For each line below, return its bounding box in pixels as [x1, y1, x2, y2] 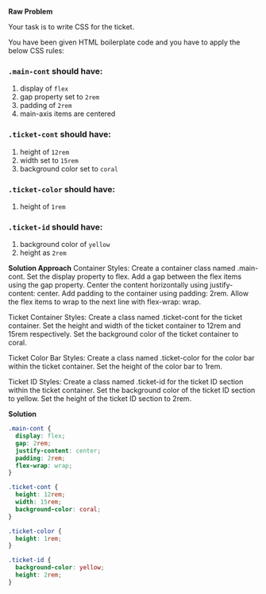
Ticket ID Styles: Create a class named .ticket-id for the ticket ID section [8, 377, 244, 387]
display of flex [19, 83, 69, 94]
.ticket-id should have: [8, 222, 103, 233]
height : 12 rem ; [15, 491, 66, 499]
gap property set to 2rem [19, 92, 100, 102]
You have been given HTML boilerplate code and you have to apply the [8, 37, 241, 47]
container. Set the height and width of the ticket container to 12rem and [8, 321, 241, 330]
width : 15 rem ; [15, 498, 62, 507]
